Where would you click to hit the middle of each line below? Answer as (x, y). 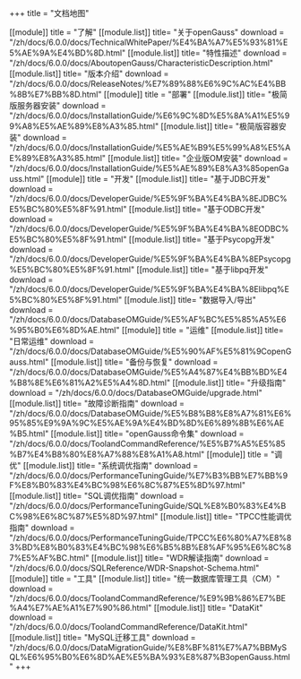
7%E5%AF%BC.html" (49, 558)
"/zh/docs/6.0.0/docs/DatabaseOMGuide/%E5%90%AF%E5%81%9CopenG (150, 351)
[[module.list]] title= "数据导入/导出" (190, 300)
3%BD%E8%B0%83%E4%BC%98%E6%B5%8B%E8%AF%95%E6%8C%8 (150, 547)
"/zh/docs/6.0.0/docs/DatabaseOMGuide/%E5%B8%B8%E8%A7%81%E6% (150, 413)
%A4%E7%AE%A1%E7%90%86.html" (81, 608)
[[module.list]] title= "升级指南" (229, 382)
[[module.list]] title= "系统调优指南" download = (111, 465)
